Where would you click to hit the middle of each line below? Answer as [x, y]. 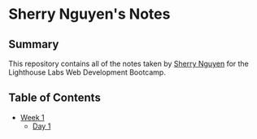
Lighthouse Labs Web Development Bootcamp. [87, 72]
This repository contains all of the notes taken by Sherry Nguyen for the [129, 63]
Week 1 [32, 117]
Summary [34, 44]
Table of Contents [55, 98]
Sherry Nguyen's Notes [89, 14]
